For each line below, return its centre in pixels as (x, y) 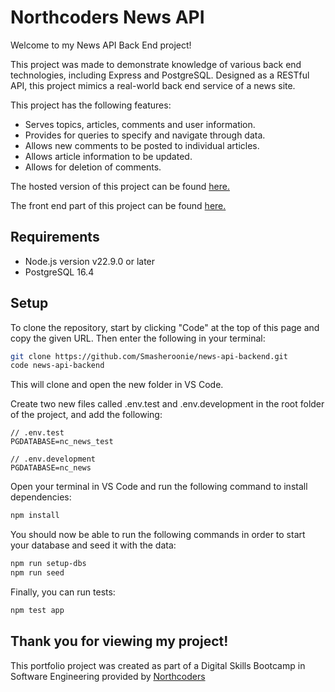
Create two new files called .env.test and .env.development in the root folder (167, 404)
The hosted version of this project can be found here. (120, 186)
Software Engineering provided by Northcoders (108, 676)
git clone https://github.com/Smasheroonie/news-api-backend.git (149, 356)
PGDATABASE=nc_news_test (62, 442)
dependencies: (41, 497)
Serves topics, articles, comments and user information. (140, 124)
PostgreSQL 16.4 (59, 272)
